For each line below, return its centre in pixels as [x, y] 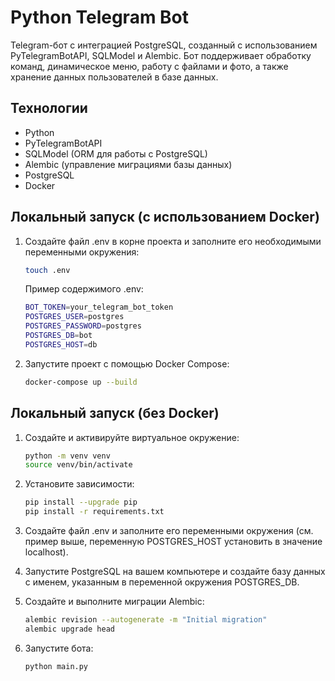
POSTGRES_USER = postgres [74, 317]
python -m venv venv [67, 456]
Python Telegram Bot [100, 17]
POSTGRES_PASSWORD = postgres [83, 326]
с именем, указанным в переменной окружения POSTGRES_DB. [162, 582]
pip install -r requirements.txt [94, 512]
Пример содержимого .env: [84, 289]
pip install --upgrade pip [81, 502]
